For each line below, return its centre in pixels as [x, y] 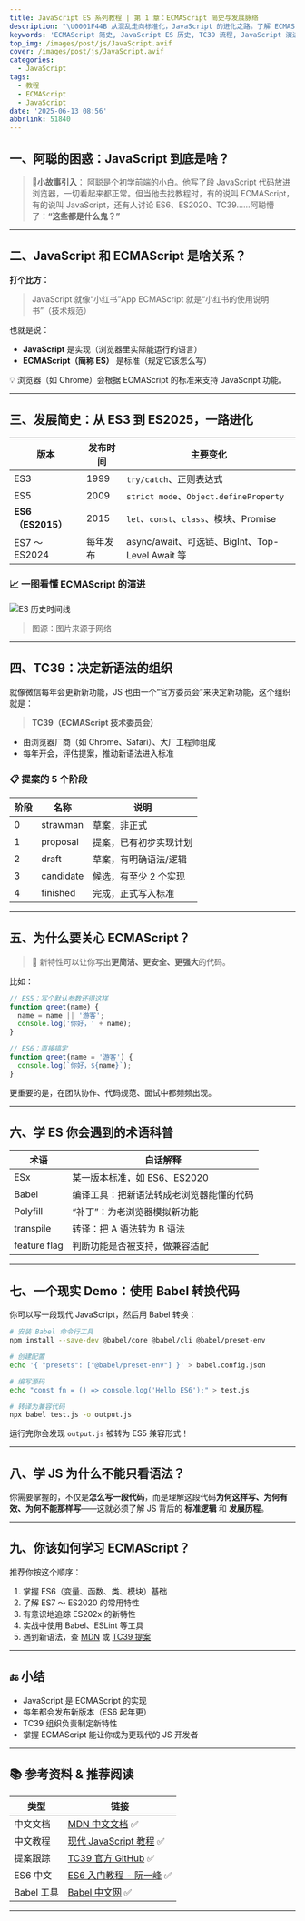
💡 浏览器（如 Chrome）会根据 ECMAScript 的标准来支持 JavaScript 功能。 [148, 379]
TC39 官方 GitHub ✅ [111, 1858]
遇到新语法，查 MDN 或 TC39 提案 [87, 1636]
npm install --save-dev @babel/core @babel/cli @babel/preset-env [138, 1341]
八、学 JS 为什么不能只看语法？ [97, 1473]
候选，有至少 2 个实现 [139, 876]
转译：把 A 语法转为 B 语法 [129, 1229]
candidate [63, 876]
